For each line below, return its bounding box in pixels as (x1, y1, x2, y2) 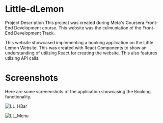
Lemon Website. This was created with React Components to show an (5, 45, 147, 50)
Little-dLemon (5, 3, 64, 15)
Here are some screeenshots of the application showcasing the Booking (5, 88, 151, 94)
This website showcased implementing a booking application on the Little (5, 39, 154, 45)
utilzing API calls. (5, 55, 40, 61)
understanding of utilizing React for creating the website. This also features (5, 50, 158, 56)
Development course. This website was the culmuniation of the (14, 25, 141, 30)
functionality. (5, 94, 32, 99)
